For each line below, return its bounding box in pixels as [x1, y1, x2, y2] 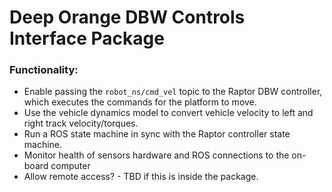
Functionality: [9, 63, 79, 77]
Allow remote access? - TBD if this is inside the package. [23, 171, 259, 183]
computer [50, 160, 91, 172]
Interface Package [9, 27, 165, 50]
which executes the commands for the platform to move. [23, 96, 257, 108]
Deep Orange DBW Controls [9, 6, 246, 29]
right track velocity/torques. [23, 117, 139, 130]
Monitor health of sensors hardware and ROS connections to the [23, 149, 290, 161]
